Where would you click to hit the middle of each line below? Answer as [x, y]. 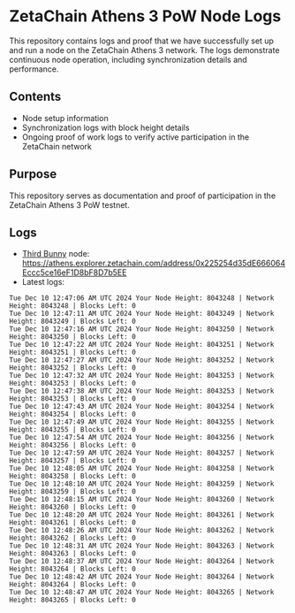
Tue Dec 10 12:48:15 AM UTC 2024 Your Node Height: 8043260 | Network [142, 500]
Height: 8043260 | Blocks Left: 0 [73, 507]
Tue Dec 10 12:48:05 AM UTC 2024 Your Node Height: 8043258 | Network [142, 469]
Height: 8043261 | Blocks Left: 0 [73, 523]
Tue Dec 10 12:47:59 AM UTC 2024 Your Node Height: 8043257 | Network [142, 453]
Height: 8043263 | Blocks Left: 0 [73, 554]
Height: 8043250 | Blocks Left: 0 [73, 337]
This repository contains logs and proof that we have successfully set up [141, 41]
